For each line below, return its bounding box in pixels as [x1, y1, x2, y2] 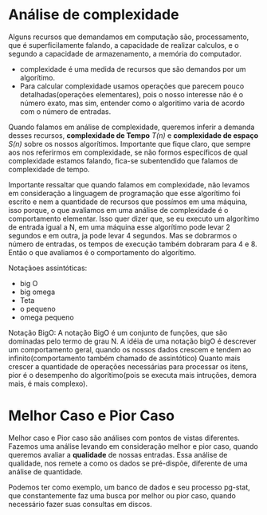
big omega [19, 287, 56, 297]
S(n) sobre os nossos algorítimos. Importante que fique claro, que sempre [8, 139, 251, 148]
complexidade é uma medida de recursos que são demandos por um [19, 64, 246, 73]
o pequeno [19, 304, 56, 313]
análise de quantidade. [8, 466, 84, 476]
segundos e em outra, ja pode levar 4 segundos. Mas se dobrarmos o [8, 230, 238, 240]
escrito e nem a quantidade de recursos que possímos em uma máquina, [8, 197, 248, 206]
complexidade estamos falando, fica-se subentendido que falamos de [8, 155, 238, 165]
